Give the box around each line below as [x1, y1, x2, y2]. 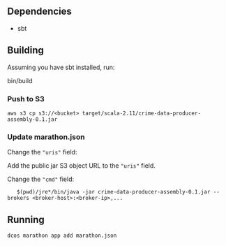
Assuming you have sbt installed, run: [7, 63, 115, 71]
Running [7, 213, 45, 226]
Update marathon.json [7, 132, 85, 142]
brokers [7, 195, 30, 202]
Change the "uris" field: [7, 148, 77, 157]
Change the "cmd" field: [7, 175, 75, 184]
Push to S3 [7, 94, 45, 103]
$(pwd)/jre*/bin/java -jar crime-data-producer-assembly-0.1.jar [16, 189, 211, 196]
